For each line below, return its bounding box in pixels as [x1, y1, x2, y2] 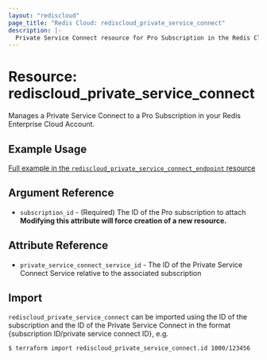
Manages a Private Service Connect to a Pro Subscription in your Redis [8, 111, 241, 121]
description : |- [8, 26, 62, 34]
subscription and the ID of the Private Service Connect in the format [8, 320, 231, 330]
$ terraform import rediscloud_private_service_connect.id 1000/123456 [8, 344, 250, 353]
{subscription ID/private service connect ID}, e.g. [8, 329, 169, 339]
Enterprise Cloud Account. [8, 120, 95, 129]
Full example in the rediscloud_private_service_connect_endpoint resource [8, 163, 256, 173]
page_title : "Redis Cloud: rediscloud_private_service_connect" [8, 19, 226, 27]
